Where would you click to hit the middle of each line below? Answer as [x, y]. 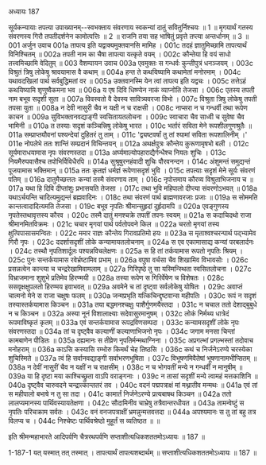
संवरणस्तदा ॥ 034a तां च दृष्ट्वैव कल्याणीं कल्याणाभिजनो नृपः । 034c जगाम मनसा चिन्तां [122, 331]
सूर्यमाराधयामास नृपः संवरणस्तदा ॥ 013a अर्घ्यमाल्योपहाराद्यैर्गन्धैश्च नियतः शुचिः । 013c [117, 153]
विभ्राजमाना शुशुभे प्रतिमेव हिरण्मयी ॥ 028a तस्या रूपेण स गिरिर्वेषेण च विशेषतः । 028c [116, 278]
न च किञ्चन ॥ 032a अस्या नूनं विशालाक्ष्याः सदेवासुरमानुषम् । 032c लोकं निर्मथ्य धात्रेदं [119, 314]
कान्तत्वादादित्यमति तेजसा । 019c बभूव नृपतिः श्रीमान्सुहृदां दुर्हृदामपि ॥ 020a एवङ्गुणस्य [118, 206]
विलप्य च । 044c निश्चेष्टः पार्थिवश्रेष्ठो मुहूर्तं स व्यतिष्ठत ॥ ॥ [84, 421]
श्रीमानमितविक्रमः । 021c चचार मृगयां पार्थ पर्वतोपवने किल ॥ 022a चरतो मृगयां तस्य [114, 224]
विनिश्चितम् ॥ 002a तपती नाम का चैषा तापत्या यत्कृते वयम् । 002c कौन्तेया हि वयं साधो [120, 54]
